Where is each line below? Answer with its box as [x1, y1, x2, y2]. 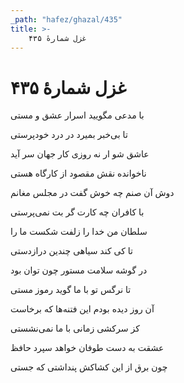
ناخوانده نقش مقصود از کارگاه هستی [10, 167, 147, 180]
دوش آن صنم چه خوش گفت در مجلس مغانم [10, 187, 175, 199]
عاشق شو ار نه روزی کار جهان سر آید [10, 148, 150, 160]
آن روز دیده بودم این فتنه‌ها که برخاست [10, 303, 155, 315]
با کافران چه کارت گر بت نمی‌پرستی [10, 206, 145, 218]
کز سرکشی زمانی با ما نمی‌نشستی [10, 322, 140, 335]
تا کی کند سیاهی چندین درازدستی [10, 245, 133, 257]
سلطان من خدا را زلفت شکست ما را [10, 226, 148, 238]
